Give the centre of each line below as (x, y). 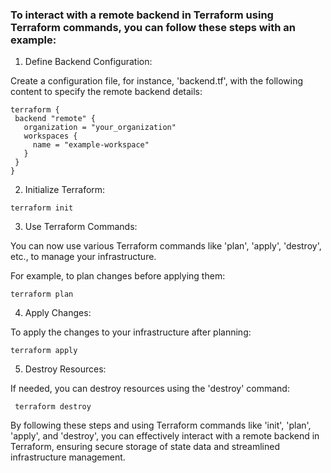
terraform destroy (53, 407)
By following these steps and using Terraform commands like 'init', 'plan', (161, 425)
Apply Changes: (58, 313)
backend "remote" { (55, 119)
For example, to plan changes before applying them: (118, 276)
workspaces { (50, 136)
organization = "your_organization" (100, 128)
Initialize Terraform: (65, 190)
